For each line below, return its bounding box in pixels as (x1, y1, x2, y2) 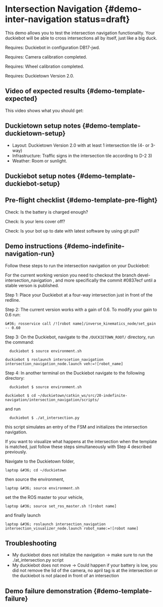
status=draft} (74, 14, 130, 25)
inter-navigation (5, 14, 72, 25)
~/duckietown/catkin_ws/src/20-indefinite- (38, 393, 128, 398)
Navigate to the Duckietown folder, (5, 458, 75, 464)
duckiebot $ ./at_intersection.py (9, 415, 80, 420)
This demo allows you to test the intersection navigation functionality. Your (5, 30, 155, 36)
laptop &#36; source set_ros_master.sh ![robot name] (5, 504, 117, 509)
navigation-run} (5, 250, 55, 258)
